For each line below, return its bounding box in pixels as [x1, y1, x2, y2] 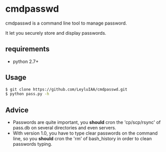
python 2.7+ [12, 58, 39, 64]
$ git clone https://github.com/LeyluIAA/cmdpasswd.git [5, 86, 127, 92]
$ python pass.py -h [5, 92, 50, 97]
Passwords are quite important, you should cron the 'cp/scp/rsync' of [12, 119, 161, 125]
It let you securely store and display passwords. [5, 30, 106, 36]
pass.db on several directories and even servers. [12, 125, 117, 131]
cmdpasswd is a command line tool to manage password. [5, 20, 127, 26]
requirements [5, 45, 50, 54]
